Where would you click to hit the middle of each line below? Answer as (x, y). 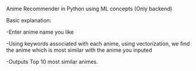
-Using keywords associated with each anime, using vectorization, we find (98, 44)
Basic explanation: (29, 20)
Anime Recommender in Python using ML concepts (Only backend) (89, 9)
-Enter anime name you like (40, 32)
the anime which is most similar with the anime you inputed (79, 50)
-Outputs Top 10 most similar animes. (52, 62)
